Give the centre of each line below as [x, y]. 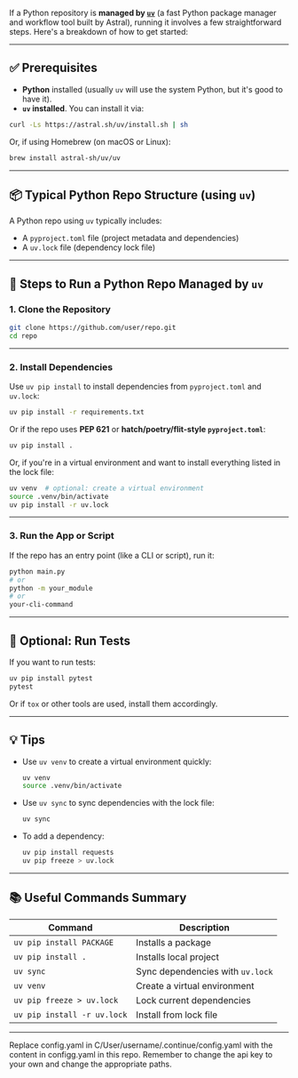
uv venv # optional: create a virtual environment [106, 488]
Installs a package [173, 942]
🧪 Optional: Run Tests [70, 641]
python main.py [37, 571]
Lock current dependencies [193, 1000]
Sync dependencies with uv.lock [204, 971]
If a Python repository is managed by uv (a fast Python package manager [143, 13]
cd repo [24, 336]
